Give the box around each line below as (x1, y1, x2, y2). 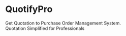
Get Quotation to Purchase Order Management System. (5, 20, 121, 26)
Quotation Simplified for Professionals (5, 25, 85, 31)
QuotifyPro (5, 3, 53, 15)
